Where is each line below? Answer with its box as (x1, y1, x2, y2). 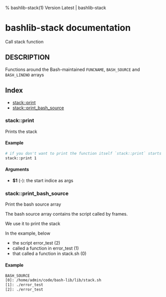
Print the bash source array (5, 201, 61, 207)
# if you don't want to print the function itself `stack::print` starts (5, 151, 162, 156)
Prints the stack (5, 128, 37, 134)
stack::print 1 (5, 155, 37, 161)
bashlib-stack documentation (5, 22, 131, 33)
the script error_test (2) (12, 240, 61, 246)
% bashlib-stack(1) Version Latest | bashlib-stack (5, 5, 106, 10)
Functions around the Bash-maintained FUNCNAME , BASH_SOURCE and (5, 66, 141, 72)
